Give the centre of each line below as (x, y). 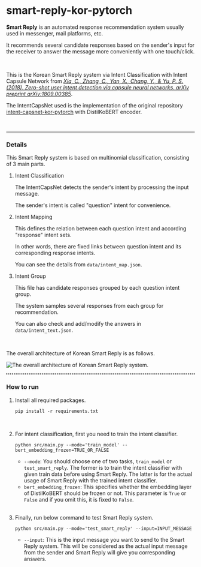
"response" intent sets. (43, 235)
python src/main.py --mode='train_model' (67, 445)
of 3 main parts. (26, 164)
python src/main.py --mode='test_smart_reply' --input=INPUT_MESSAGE (103, 529)
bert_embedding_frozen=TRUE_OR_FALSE (62, 450)
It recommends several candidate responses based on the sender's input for (100, 45)
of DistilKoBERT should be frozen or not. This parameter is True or (105, 493)
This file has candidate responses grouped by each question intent (97, 288)
